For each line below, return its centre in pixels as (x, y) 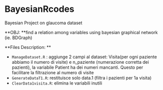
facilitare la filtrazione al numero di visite (53, 72)
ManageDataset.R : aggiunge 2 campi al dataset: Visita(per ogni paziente (84, 57)
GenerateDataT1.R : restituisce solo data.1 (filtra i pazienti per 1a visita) (81, 78)
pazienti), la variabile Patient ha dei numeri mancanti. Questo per (77, 67)
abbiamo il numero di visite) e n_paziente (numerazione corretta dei (80, 62)
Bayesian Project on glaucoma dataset (44, 23)
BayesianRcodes (39, 9)
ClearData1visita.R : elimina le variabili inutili (57, 83)
